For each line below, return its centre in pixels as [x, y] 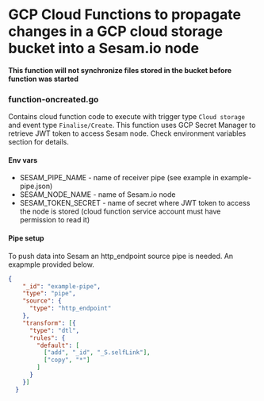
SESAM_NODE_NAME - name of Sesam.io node [98, 195]
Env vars [23, 160]
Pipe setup [27, 238]
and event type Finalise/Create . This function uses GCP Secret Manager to [132, 125]
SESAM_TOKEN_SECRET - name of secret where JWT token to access [135, 203]
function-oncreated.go [54, 99]
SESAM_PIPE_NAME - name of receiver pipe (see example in [119, 178]
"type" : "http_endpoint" [70, 308]
